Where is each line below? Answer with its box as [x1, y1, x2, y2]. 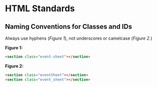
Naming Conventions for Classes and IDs [5, 22, 133, 31]
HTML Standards [5, 3, 75, 14]
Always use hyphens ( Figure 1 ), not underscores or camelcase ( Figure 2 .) [5, 35, 153, 41]
